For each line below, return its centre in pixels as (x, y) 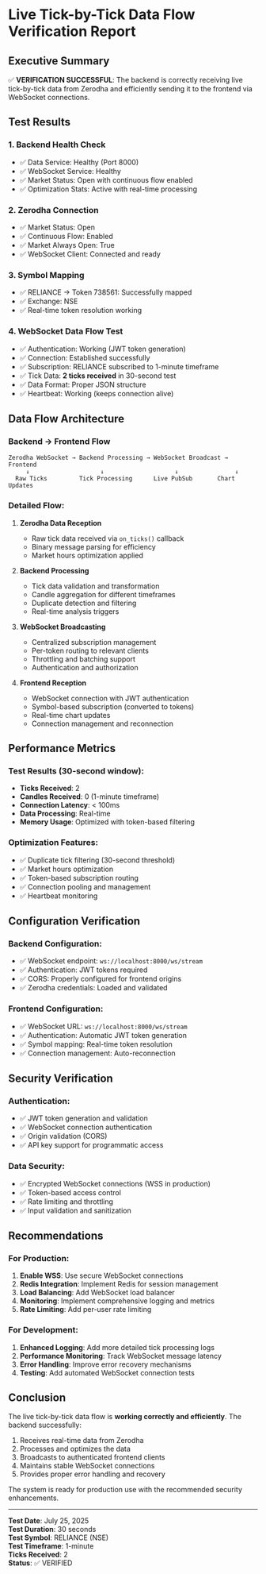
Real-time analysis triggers (75, 611)
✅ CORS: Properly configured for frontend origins (101, 979)
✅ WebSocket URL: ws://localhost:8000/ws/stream (103, 1026)
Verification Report (72, 31)
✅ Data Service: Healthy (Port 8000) (79, 162)
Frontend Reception (53, 683)
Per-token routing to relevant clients (90, 650)
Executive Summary (59, 61)
